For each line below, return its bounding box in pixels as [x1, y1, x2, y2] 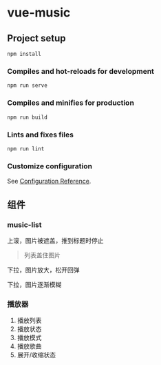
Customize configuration [7, 161, 93, 170]
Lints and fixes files [7, 130, 74, 139]
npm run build [7, 114, 48, 121]
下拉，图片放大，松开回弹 [7, 266, 80, 274]
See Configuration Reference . [7, 177, 92, 186]
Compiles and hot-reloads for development [7, 66, 155, 76]
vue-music [7, 5, 71, 21]
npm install [7, 50, 41, 57]
